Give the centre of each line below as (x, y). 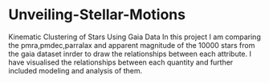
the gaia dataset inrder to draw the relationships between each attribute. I (130, 53)
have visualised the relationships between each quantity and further (121, 62)
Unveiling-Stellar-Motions (97, 15)
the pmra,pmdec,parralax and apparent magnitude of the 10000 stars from (132, 45)
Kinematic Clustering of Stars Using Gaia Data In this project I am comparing (134, 37)
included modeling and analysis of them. (75, 70)
